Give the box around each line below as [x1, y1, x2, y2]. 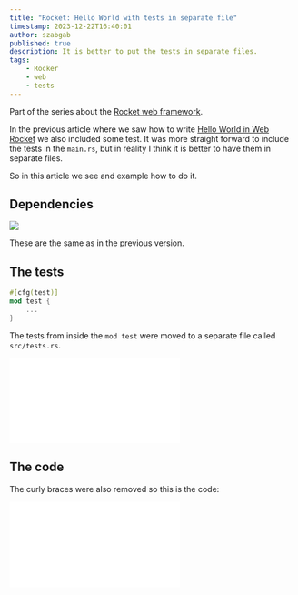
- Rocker [25, 65, 59, 74]
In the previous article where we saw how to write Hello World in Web [9, 124, 270, 135]
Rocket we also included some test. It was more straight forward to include [9, 133, 289, 144]
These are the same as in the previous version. [9, 237, 184, 248]
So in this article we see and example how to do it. [9, 170, 198, 181]
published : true [9, 38, 71, 48]
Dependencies [9, 197, 94, 212]
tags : [9, 55, 30, 65]
